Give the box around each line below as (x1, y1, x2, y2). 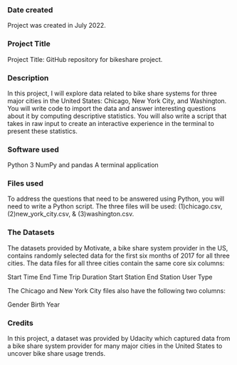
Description (7, 73, 49, 83)
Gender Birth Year (7, 300, 60, 309)
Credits (7, 318, 33, 328)
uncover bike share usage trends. (7, 349, 105, 358)
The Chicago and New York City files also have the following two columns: (7, 286, 226, 295)
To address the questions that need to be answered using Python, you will (7, 194, 225, 203)
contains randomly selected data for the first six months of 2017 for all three (7, 251, 230, 260)
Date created (7, 5, 53, 15)
